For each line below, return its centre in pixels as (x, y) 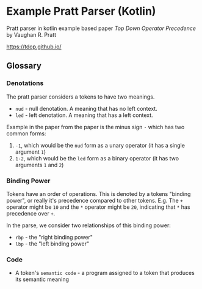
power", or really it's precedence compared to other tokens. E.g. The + (95, 200)
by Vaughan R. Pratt (31, 34)
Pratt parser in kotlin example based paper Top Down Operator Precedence (101, 28)
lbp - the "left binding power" (52, 244)
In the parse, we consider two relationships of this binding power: (88, 225)
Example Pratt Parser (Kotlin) (81, 11)
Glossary (24, 66)
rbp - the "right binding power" (54, 237)
